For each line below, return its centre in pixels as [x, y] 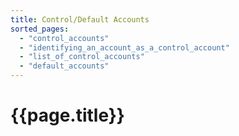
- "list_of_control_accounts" [82, 57]
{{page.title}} [67, 115]
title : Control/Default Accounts [80, 19]
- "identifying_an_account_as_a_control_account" [124, 47]
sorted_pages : [40, 29]
